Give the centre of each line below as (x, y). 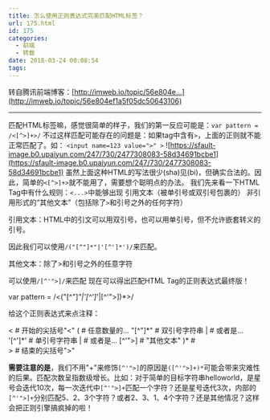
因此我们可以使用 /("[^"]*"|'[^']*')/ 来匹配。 (85, 247)
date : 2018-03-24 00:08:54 (53, 61)
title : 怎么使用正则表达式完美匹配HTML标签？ (76, 16)
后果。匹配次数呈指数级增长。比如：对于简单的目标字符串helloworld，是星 (138, 377)
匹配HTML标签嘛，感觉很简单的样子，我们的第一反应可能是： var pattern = (133, 124)
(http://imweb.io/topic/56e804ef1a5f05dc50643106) (95, 100)
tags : (17, 68)
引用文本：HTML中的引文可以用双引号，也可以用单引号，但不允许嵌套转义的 (135, 219)
